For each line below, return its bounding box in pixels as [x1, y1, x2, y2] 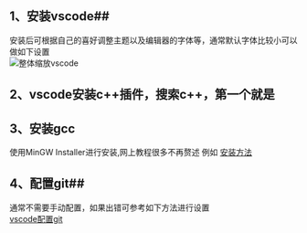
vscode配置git [9, 213, 63, 224]
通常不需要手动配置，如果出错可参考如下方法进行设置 [9, 202, 210, 213]
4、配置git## [9, 176, 85, 192]
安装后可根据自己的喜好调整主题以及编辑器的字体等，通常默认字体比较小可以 [9, 35, 298, 46]
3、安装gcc [9, 121, 76, 136]
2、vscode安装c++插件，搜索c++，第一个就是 [9, 87, 276, 102]
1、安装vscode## [9, 8, 110, 25]
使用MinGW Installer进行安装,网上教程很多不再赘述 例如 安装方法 [9, 147, 253, 158]
